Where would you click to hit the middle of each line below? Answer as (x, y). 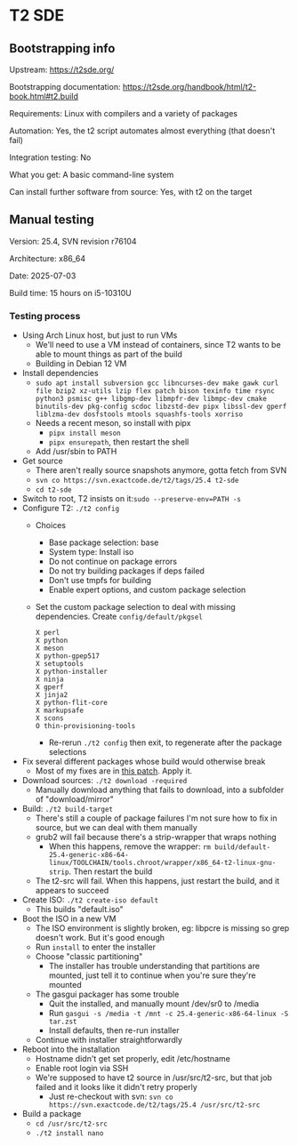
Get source (43, 461)
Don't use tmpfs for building (100, 581)
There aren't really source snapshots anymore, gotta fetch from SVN (161, 470)
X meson (49, 649)
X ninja (49, 680)
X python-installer (72, 672)
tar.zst (63, 1022)
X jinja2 (52, 695)
